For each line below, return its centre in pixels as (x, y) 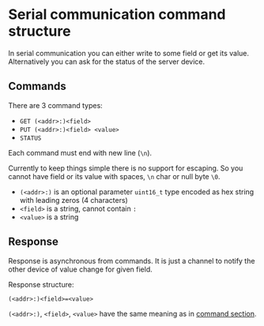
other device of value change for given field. (80, 269)
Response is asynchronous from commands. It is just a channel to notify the (132, 260)
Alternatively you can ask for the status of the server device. (107, 62)
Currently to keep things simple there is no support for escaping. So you (126, 168)
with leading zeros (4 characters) (74, 200)
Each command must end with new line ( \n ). (80, 152)
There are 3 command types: (55, 105)
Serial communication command (117, 15)
